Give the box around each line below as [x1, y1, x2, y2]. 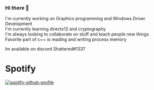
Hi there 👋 [5, 4, 30, 11]
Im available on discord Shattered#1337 [5, 46, 85, 52]
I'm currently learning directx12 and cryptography [5, 26, 106, 32]
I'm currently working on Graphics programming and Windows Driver [5, 16, 146, 22]
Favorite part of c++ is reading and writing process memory [5, 36, 127, 42]
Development [5, 21, 33, 27]
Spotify [5, 63, 36, 74]
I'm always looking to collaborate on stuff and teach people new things [5, 31, 149, 37]
